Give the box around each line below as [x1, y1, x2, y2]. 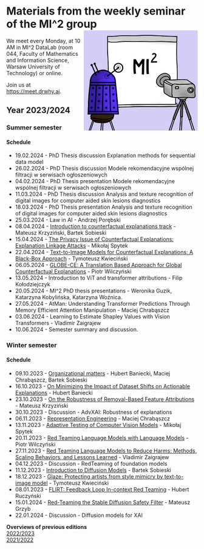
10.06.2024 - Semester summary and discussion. [15, 326, 138, 333]
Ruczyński [15, 492, 41, 499]
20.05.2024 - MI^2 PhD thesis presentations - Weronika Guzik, [15, 287, 172, 295]
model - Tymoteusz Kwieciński [32, 479, 109, 487]
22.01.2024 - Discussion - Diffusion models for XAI [15, 511, 143, 519]
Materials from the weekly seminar [6, 4, 186, 18]
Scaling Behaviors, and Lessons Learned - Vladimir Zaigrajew [15, 453, 169, 460]
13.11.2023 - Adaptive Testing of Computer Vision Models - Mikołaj [15, 421, 182, 428]
